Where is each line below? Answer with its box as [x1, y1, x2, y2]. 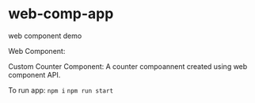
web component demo [8, 31, 82, 40]
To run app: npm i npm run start [8, 85, 113, 95]
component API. [8, 70, 61, 79]
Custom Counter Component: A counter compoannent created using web [8, 61, 248, 71]
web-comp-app [8, 5, 114, 23]
